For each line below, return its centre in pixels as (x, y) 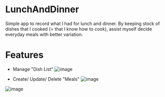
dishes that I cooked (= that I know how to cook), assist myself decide (79, 29)
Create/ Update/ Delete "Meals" (46, 79)
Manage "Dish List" (33, 69)
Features (24, 55)
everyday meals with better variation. (44, 34)
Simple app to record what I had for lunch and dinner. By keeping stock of (83, 23)
